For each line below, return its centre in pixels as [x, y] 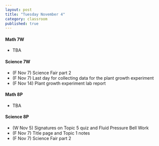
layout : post [19, 10]
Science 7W [18, 62]
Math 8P [14, 95]
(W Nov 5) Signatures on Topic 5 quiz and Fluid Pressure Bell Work [80, 128]
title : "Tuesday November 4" [35, 14]
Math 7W [15, 39]
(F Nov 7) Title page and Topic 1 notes [51, 133]
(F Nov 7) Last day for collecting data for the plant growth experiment [83, 78]
